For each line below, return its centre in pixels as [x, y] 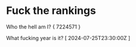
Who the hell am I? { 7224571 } [43, 27]
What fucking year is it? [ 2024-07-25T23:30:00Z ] [68, 38]
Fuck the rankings [51, 11]
